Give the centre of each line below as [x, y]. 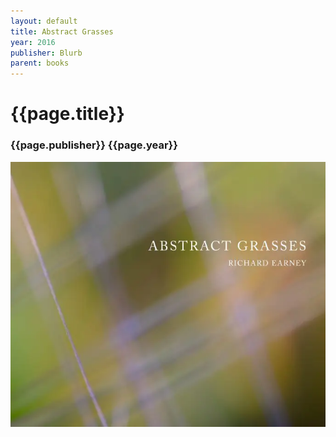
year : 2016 [33, 42]
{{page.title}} [67, 114]
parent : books [40, 63]
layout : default [44, 21]
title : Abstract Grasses [62, 31]
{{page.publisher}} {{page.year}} [94, 145]
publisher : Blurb [46, 53]
